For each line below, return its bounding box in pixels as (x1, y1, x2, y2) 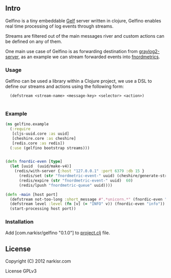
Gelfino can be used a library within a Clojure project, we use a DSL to (5, 78, 152, 84)
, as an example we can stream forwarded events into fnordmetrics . (18, 54, 160, 60)
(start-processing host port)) (10, 206, 76, 211)
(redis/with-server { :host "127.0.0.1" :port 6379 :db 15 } (14, 168, 145, 174)
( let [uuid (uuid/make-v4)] (10, 164, 72, 169)
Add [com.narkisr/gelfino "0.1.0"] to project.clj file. (5, 230, 110, 236)
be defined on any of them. (5, 38, 63, 44)
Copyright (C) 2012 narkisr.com (5, 258, 71, 264)
